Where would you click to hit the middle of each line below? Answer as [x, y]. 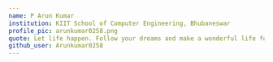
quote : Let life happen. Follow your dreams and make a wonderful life [132, 38]
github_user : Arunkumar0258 [56, 46]
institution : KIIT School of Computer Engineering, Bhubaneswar [119, 23]
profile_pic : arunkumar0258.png [63, 31]
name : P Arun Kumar [41, 16]
